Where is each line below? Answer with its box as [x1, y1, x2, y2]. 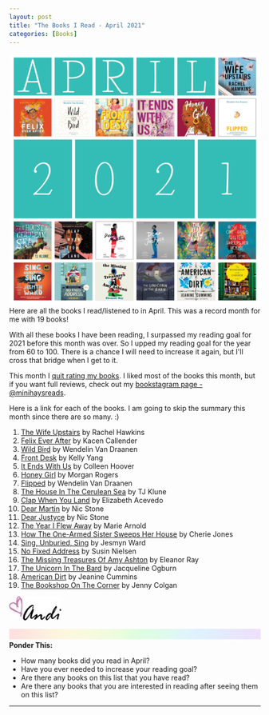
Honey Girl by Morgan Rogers [20, 470, 119, 480]
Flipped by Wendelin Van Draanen [20, 478, 133, 488]
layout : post [9, 13, 53, 21]
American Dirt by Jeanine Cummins [20, 572, 138, 581]
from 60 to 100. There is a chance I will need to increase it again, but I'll [9, 347, 244, 357]
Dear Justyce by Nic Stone [20, 513, 109, 522]
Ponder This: [9, 641, 53, 650]
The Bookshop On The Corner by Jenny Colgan [20, 581, 178, 590]
